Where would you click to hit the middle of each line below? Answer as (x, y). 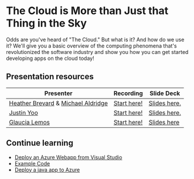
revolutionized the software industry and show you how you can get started (97, 52)
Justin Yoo (23, 113)
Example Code (32, 163)
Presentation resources (50, 77)
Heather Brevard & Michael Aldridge (59, 103)
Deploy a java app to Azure (47, 170)
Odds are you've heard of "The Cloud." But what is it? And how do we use (95, 39)
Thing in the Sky (46, 23)
